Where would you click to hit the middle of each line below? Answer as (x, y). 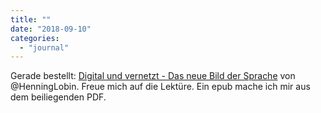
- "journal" (44, 47)
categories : (35, 38)
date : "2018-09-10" (51, 29)
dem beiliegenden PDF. (58, 97)
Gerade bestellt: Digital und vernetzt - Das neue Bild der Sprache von (153, 76)
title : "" (31, 19)
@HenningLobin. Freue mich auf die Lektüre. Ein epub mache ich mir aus (160, 87)
